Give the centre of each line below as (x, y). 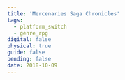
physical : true (29, 46)
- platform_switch (41, 26)
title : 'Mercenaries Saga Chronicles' (64, 14)
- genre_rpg (31, 33)
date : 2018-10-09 (32, 65)
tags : (15, 20)
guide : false (26, 53)
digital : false (29, 40)
